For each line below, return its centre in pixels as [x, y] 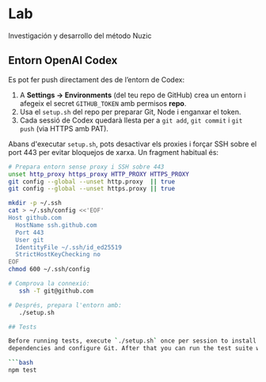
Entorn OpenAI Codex [63, 61]
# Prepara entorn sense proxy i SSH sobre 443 [86, 167]
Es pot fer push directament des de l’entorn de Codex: [96, 79]
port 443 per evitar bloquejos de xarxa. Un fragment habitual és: [114, 152]
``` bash [21, 363]
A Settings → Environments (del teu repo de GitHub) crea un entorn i [133, 95]
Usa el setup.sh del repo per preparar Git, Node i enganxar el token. [130, 112]
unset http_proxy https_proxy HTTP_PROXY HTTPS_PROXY [99, 174]
